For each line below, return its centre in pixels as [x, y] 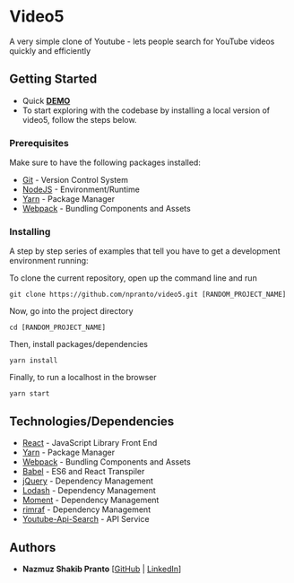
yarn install [34, 361]
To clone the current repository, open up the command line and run [133, 278]
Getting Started [53, 79]
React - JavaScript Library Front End [90, 443]
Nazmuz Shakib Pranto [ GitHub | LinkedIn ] [102, 569]
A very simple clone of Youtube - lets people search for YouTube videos [142, 41]
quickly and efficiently [50, 50]
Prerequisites [39, 143]
